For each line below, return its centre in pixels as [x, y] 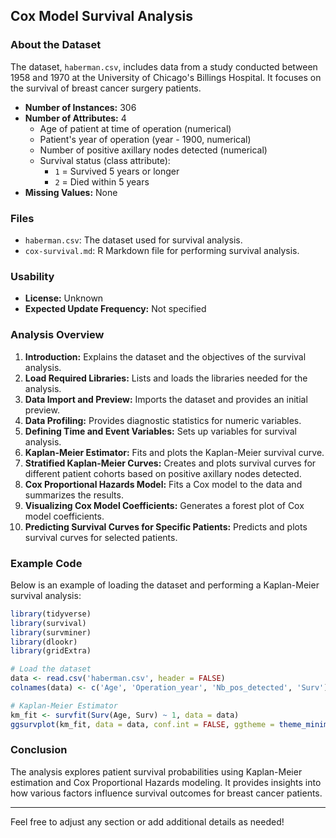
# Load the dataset [51, 669]
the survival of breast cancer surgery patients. [106, 88]
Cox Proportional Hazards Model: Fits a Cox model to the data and [163, 484]
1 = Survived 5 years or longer [117, 171]
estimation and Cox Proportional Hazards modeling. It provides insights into [166, 782]
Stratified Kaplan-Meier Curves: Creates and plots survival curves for [170, 463]
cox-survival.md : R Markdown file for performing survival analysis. [162, 250]
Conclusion [39, 750]
